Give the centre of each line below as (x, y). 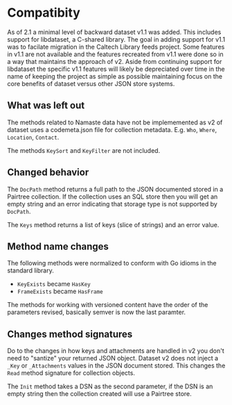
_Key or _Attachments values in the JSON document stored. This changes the (116, 365)
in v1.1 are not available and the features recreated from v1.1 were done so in (115, 54)
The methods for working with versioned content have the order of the (108, 305)
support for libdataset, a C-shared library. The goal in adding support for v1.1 (116, 39)
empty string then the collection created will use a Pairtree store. (99, 394)
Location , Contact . (33, 137)
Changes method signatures (70, 334)
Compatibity (44, 13)
